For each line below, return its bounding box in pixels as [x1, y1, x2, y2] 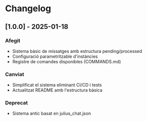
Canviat [5, 71, 25, 77]
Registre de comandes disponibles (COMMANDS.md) [12, 58, 121, 64]
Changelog [5, 3, 51, 14]
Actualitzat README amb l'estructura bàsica [12, 87, 103, 93]
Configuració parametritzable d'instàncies [12, 53, 98, 59]
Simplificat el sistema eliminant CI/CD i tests [12, 82, 102, 88]
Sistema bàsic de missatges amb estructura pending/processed [12, 48, 142, 54]
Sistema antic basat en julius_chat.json [12, 111, 91, 117]
